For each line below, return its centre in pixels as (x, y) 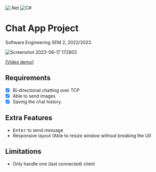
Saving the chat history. (37, 101)
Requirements (28, 78)
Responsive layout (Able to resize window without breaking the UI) (82, 135)
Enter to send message (38, 130)
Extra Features (29, 118)
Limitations (23, 151)
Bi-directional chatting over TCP (46, 90)
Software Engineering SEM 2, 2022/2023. (49, 42)
